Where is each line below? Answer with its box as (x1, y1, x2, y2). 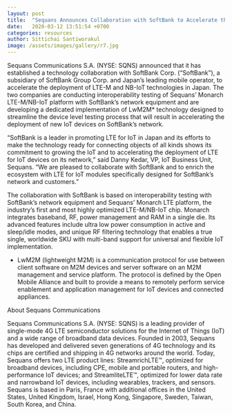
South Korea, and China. (7, 400, 77, 408)
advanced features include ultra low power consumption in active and (7, 221, 206, 228)
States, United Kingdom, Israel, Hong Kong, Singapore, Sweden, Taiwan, (7, 393, 213, 401)
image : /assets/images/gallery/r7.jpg (7, 42, 119, 49)
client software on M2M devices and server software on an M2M (17, 264, 202, 271)
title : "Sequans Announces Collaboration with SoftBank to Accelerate (7, 17, 217, 24)
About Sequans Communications (7, 306, 101, 314)
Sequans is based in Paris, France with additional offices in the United (7, 385, 206, 394)
